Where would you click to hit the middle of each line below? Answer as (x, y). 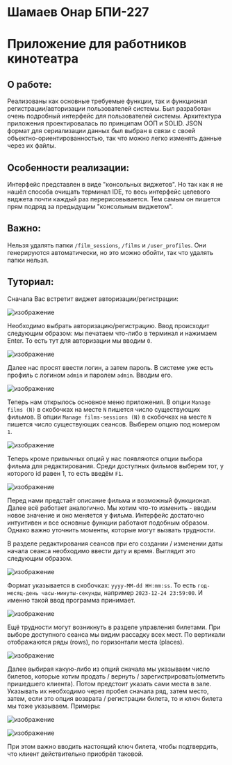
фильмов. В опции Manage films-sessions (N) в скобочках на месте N (109, 417)
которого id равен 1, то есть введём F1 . (65, 473)
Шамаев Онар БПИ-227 (78, 12)
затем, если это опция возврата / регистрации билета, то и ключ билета (115, 698)
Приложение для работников (97, 44)
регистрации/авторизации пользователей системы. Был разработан (109, 109)
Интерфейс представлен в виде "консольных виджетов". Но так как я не (115, 184)
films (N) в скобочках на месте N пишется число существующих (104, 409)
